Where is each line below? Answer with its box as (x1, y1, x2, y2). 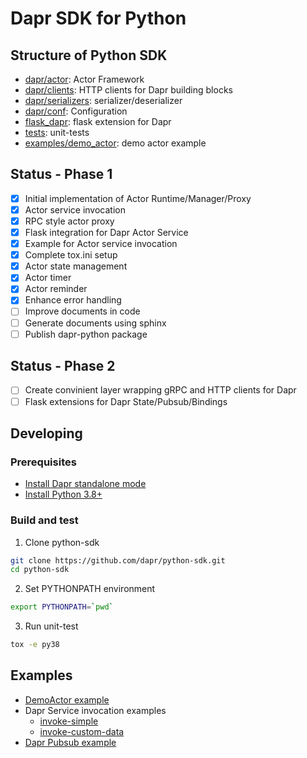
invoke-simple (39, 715, 99, 727)
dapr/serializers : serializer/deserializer (24, 95, 183, 106)
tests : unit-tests (24, 127, 90, 138)
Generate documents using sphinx (24, 317, 167, 329)
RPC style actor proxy (24, 215, 115, 227)
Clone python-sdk (24, 536, 100, 548)
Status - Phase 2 (10, 358, 116, 375)
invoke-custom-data (39, 725, 125, 737)
